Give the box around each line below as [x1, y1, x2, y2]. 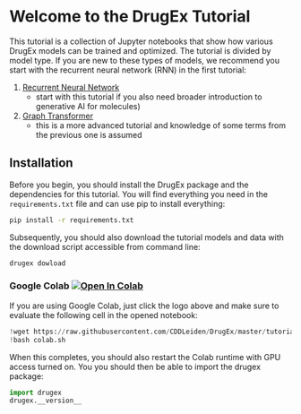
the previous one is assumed [35, 129, 142, 140]
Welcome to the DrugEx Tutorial [9, 6, 251, 27]
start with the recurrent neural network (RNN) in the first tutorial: [9, 65, 246, 75]
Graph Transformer [21, 110, 94, 121]
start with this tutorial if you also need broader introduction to [35, 91, 262, 102]
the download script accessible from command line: [9, 241, 201, 252]
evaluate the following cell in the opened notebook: [9, 309, 199, 320]
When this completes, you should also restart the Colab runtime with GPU [9, 351, 281, 362]
